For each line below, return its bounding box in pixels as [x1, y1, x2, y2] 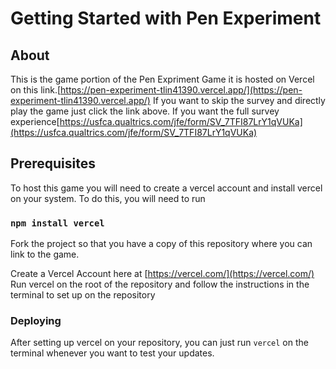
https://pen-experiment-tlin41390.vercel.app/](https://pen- [60, 84, 303, 96]
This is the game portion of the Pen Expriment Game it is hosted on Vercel [10, 73, 315, 85]
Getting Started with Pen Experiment [10, 7, 322, 30]
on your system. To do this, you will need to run [10, 192, 206, 204]
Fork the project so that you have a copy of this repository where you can [10, 238, 313, 250]
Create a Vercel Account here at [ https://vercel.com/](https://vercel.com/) [10, 268, 315, 280]
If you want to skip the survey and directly [152, 95, 326, 106]
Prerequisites [10, 155, 96, 172]
